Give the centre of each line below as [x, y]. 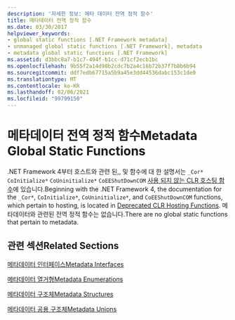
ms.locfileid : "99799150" [45, 99]
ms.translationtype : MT [42, 79]
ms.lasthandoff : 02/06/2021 [48, 92]
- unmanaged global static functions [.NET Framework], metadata [105, 46]
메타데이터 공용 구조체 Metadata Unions [62, 309]
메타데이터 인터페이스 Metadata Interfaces [66, 264]
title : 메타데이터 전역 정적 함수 [49, 20]
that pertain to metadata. [43, 222]
